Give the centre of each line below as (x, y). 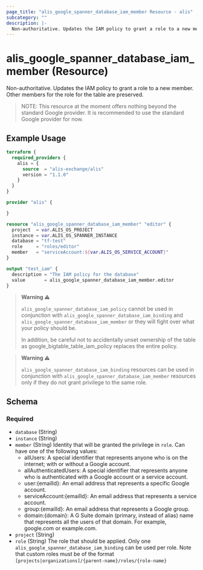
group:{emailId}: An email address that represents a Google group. (107, 509)
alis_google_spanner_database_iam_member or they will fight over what (108, 322)
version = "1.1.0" (45, 175)
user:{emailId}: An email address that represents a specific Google (107, 484)
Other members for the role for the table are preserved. (75, 95)
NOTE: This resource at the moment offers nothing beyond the (99, 106)
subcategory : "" (27, 18)
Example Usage (36, 138)
